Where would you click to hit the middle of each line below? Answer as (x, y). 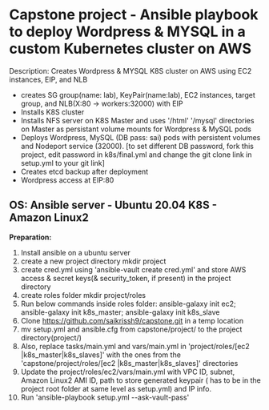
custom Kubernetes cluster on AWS (130, 49)
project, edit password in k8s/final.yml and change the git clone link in (136, 155)
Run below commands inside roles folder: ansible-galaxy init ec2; (128, 303)
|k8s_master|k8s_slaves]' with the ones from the (100, 355)
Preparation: (30, 237)
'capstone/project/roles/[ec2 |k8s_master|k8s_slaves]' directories (129, 363)
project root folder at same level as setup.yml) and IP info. (116, 388)
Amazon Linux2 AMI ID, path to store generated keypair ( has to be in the (141, 380)
